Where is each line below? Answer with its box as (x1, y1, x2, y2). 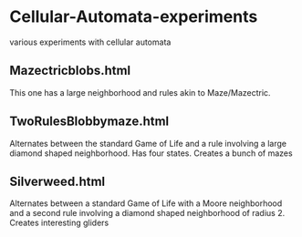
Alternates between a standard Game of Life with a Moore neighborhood (9, 198, 283, 209)
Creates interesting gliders (9, 217, 109, 229)
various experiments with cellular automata (9, 36, 172, 47)
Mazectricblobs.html (9, 63, 131, 78)
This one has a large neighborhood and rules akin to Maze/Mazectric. (9, 87, 271, 98)
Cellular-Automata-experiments (9, 6, 258, 27)
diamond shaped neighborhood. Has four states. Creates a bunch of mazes (9, 148, 294, 159)
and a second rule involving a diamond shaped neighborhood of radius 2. (9, 208, 286, 219)
